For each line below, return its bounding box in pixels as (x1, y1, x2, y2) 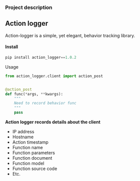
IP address (12, 128, 35, 134)
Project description (5, 4, 53, 11)
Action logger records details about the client (5, 119, 101, 125)
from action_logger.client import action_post (5, 74, 103, 79)
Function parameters (12, 150, 56, 156)
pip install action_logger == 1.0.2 (5, 55, 77, 60)
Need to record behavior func (14, 101, 77, 106)
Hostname (12, 134, 34, 140)
